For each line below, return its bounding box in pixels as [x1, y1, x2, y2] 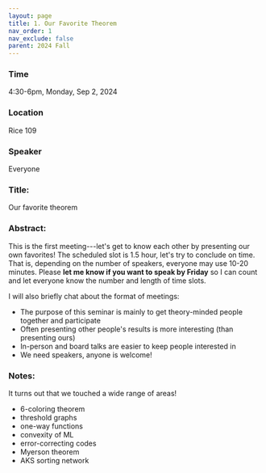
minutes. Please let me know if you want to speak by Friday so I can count [8, 267, 258, 277]
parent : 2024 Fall [8, 42, 70, 50]
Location [8, 107, 44, 118]
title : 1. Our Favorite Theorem [8, 19, 117, 27]
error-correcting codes [19, 438, 97, 448]
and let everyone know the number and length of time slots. [8, 276, 207, 285]
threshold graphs [19, 412, 77, 422]
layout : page [8, 11, 52, 20]
